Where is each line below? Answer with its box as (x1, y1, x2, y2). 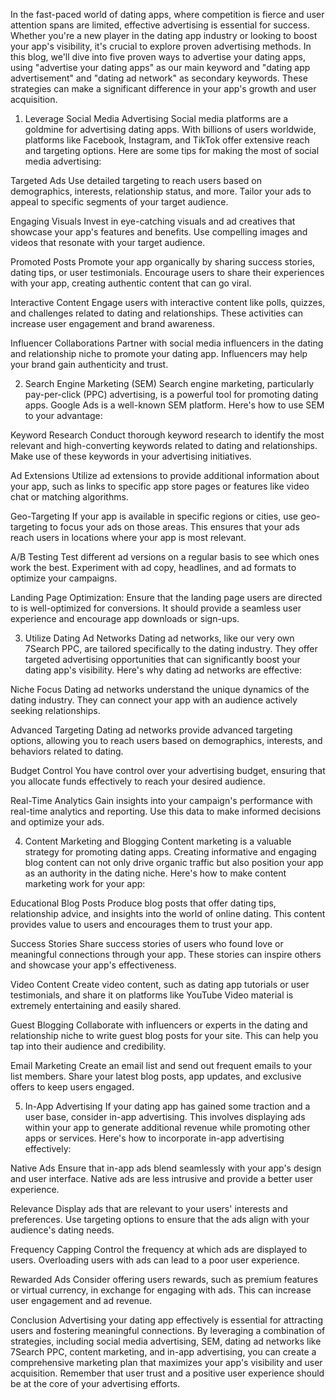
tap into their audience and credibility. (10, 1040, 167, 1052)
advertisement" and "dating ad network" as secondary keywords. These (10, 72, 308, 84)
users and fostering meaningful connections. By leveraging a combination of (10, 1325, 326, 1336)
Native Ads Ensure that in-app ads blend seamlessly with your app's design (10, 1162, 322, 1174)
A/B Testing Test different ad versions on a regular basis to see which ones (10, 551, 320, 563)
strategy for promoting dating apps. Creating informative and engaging (24, 846, 317, 858)
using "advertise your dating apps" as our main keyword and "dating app (10, 62, 311, 73)
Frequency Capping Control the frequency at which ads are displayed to (10, 1244, 308, 1255)
